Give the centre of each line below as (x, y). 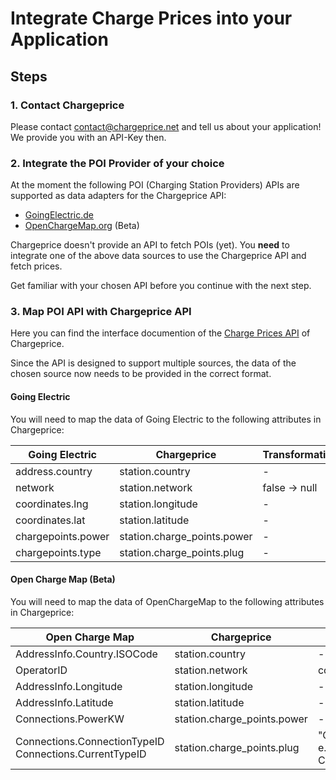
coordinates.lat (50, 520)
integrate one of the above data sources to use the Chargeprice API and (158, 256)
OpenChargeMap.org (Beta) (82, 226)
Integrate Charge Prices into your (151, 18)
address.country (54, 471)
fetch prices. (36, 266)
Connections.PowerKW (70, 719)
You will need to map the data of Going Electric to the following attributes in (166, 419)
